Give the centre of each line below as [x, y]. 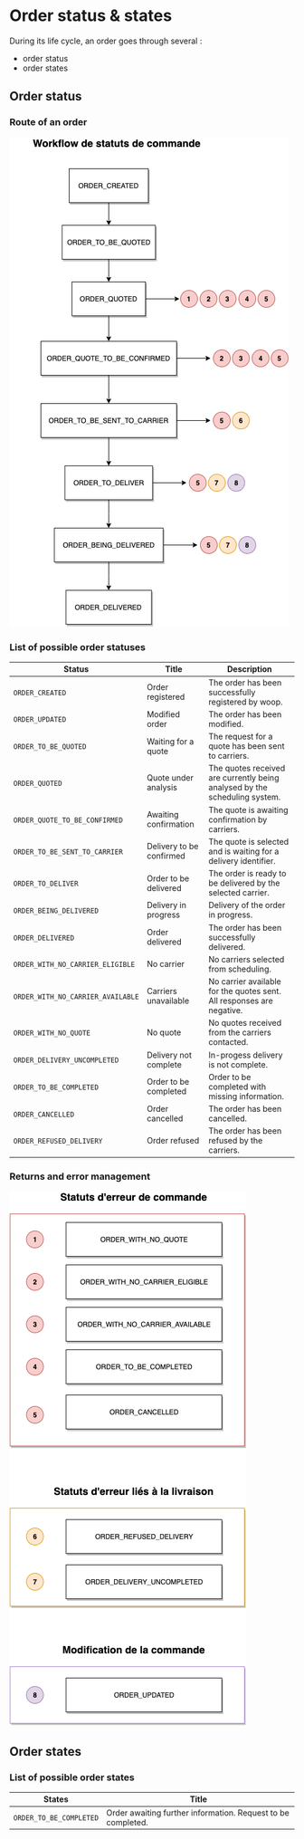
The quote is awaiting [248, 809]
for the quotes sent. [245, 991]
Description [250, 669]
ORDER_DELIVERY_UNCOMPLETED [66, 1060]
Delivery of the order [247, 905]
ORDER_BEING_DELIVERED [56, 911]
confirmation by [238, 819]
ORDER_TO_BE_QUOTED [50, 747]
